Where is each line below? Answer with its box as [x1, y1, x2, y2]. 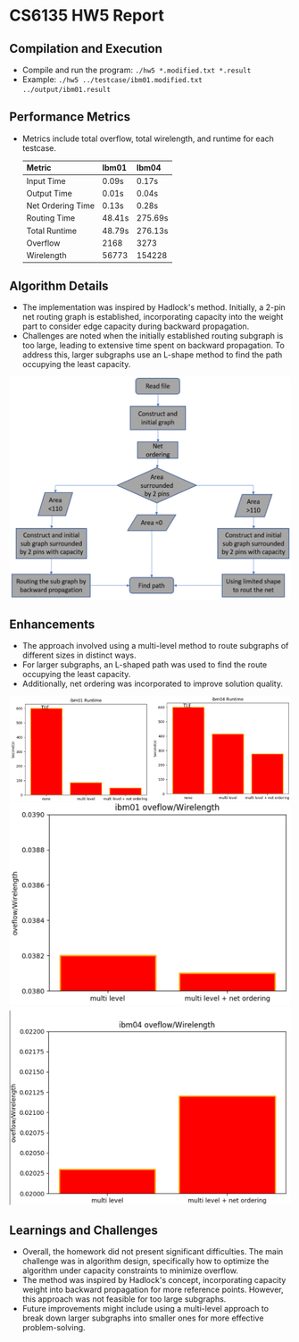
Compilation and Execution [9, 41, 162, 56]
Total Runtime [26, 225, 78, 236]
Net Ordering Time [26, 200, 96, 211]
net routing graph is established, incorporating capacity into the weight [21, 312, 284, 323]
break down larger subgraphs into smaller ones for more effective [21, 1313, 264, 1323]
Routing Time [26, 213, 76, 223]
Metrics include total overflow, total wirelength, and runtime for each [21, 133, 275, 144]
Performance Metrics [9, 109, 131, 125]
